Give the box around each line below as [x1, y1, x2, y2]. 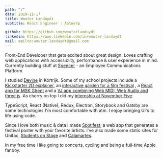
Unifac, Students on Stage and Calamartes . [5, 133, 92, 138]
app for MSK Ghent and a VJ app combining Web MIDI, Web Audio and [5, 88, 148, 93]
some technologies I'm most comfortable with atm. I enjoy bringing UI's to [5, 107, 155, 113]
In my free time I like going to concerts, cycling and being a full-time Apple [5, 142, 156, 148]
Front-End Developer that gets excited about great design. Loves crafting [5, 52, 153, 58]
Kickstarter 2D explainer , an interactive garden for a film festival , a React [5, 82, 153, 88]
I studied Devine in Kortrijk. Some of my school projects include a [5, 77, 137, 83]
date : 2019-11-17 [5, 12, 41, 17]
